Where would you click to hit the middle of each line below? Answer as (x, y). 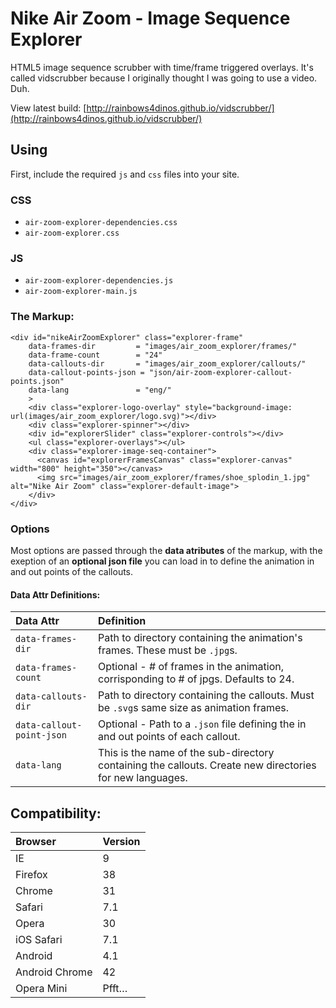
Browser (36, 841)
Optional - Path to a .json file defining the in (202, 724)
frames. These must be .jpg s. (168, 650)
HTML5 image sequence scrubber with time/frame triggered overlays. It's (162, 67)
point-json (41, 735)
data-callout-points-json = (86, 372)
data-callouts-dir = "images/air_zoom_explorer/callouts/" (167, 363)
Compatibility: (56, 813)
